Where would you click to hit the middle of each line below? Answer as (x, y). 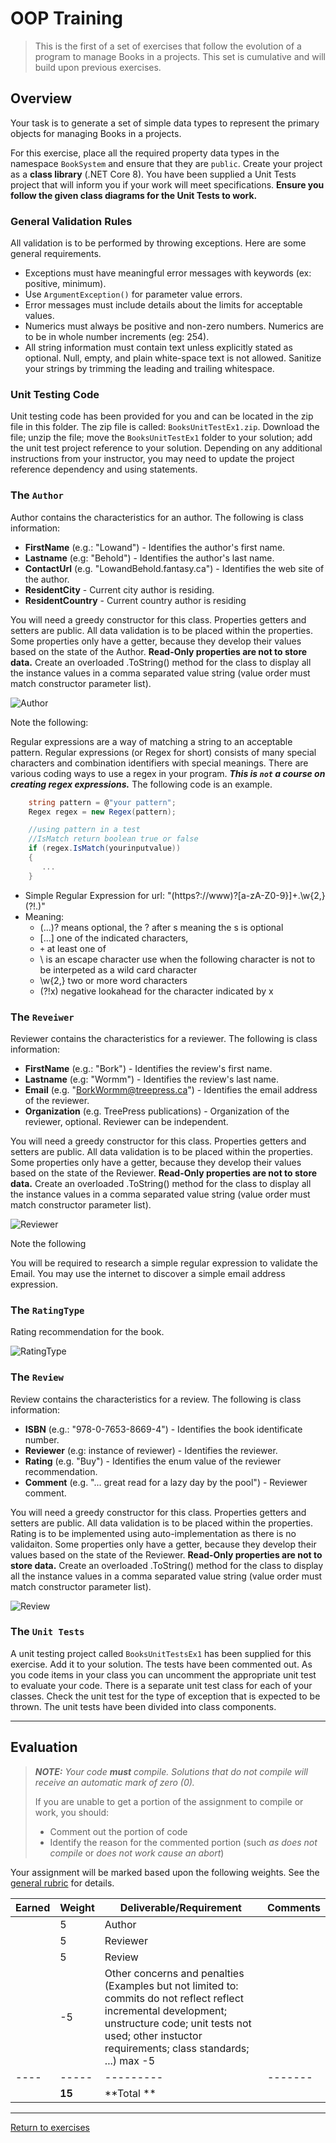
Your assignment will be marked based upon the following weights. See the (165, 1872)
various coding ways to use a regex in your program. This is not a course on (168, 773)
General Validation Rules (71, 221)
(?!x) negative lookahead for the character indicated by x (156, 991)
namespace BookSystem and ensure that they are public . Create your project (166, 163)
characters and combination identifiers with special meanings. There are (159, 763)
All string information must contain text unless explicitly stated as (158, 348)
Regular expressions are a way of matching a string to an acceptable (151, 741)
